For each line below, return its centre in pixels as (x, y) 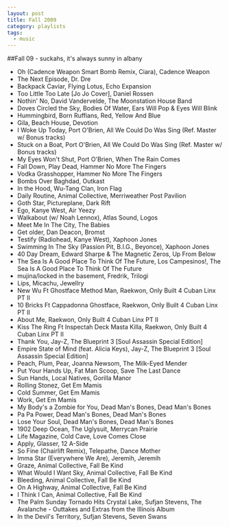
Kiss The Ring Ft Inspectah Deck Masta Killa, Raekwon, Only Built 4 (112, 327)
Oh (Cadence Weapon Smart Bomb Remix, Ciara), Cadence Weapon (113, 72)
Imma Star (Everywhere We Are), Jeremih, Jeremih (89, 458)
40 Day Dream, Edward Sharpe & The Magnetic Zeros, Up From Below (116, 254)
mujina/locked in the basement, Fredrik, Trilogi (83, 276)
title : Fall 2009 (32, 20)
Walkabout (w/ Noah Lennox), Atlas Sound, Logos (87, 218)
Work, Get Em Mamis (47, 400)
